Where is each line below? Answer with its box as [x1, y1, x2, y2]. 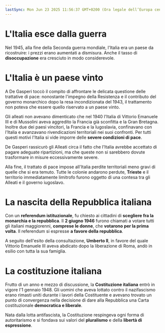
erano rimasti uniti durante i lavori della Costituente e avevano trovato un [5, 292, 152, 298]
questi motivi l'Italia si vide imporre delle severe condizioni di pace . [5, 134, 142, 140]
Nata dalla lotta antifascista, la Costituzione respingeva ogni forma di [5, 312, 144, 318]
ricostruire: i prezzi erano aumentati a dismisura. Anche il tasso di [5, 50, 137, 55]
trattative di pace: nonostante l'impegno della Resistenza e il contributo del [5, 94, 156, 100]
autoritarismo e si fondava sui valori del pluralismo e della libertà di [5, 317, 142, 323]
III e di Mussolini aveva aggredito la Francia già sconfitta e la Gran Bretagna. [5, 119, 159, 125]
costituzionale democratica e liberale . [5, 303, 82, 308]
